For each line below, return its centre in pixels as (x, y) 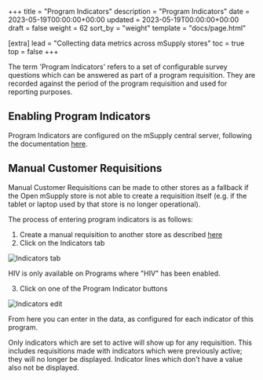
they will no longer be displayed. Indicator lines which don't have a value (126, 359)
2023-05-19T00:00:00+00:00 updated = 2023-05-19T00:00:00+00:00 (124, 20)
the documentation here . (48, 144)
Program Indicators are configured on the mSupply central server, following (130, 135)
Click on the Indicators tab (62, 243)
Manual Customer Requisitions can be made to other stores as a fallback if (128, 187)
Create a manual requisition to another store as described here (121, 234)
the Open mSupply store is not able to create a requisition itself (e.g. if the (128, 195)
